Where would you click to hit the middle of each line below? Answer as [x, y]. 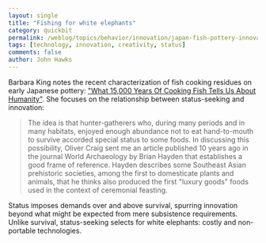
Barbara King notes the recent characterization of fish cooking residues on [130, 82]
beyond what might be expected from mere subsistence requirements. [123, 214]
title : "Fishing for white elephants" [72, 23]
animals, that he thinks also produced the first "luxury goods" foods [138, 181]
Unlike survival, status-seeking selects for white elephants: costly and [122, 222]
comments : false [35, 52]
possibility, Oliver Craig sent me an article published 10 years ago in [138, 148]
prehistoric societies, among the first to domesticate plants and [131, 173]
